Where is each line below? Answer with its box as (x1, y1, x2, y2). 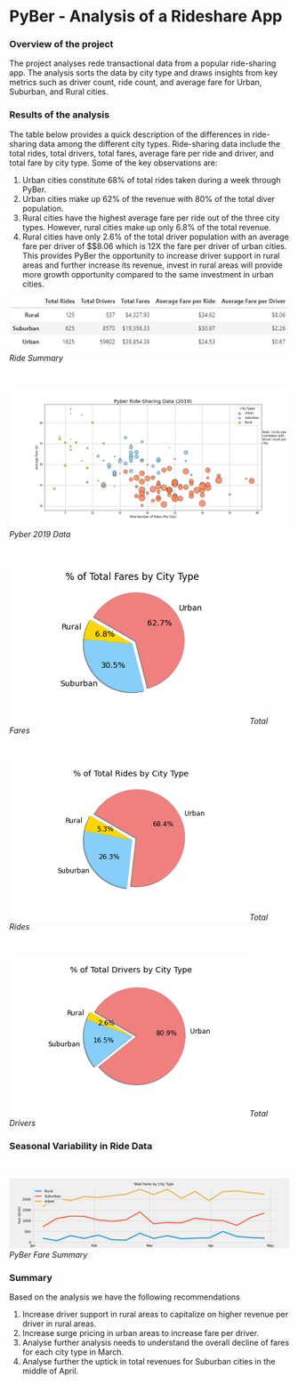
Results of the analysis (9, 109, 109, 121)
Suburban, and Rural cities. (9, 86, 109, 97)
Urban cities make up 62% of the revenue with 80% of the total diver (21, 193, 276, 204)
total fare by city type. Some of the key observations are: (9, 157, 218, 168)
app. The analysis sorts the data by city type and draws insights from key (9, 68, 278, 78)
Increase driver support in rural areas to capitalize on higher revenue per (21, 1309, 289, 1319)
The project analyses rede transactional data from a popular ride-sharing (9, 58, 277, 68)
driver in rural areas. (21, 1318, 97, 1329)
